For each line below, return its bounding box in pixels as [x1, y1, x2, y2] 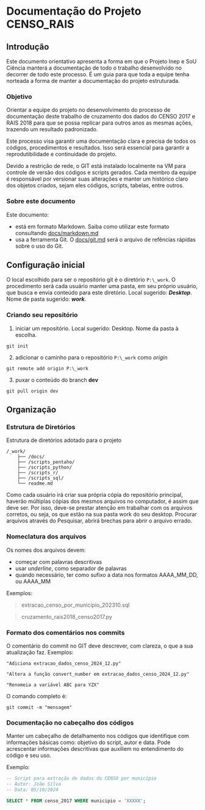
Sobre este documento [6, 197, 76, 206]
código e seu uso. [6, 752, 52, 759]
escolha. [15, 331, 37, 338]
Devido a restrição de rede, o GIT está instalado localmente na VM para [6, 162, 186, 170]
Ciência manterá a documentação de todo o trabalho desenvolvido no [6, 64, 182, 71]
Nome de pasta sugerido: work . [6, 295, 87, 303]
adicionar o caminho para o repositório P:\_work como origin [15, 353, 168, 361]
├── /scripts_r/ [17, 470, 59, 476]
